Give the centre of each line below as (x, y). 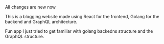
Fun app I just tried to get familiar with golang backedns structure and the (79, 31)
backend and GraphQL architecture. (41, 22)
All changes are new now (31, 7)
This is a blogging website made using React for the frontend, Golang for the (82, 16)
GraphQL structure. (24, 36)
